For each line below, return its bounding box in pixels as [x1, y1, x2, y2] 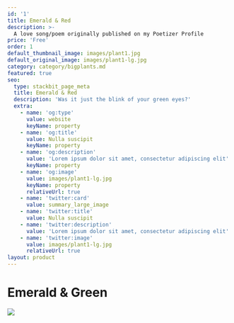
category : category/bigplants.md [7, 63, 106, 70]
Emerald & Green [7, 285, 108, 301]
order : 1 [7, 43, 33, 50]
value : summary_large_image [25, 201, 110, 209]
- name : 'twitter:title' [20, 208, 93, 215]
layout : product [7, 254, 55, 261]
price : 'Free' [7, 37, 49, 44]
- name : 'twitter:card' [20, 195, 90, 202]
